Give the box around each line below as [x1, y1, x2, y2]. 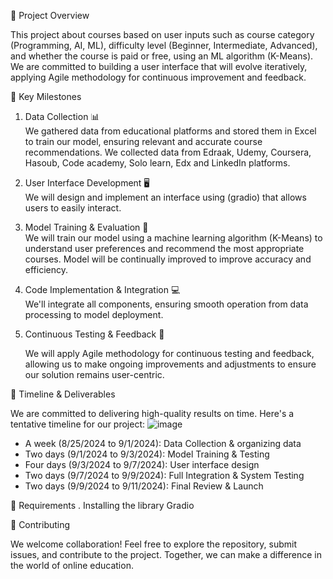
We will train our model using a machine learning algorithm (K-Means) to [24, 232, 323, 244]
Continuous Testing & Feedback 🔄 [24, 328, 165, 340]
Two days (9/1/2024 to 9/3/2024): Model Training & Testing [24, 448, 270, 460]
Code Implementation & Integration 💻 [24, 284, 181, 295]
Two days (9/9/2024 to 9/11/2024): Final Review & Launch [24, 480, 264, 492]
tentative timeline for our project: [10, 418, 146, 430]
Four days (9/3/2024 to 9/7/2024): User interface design [24, 459, 260, 470]
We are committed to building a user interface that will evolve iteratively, [10, 61, 308, 72]
